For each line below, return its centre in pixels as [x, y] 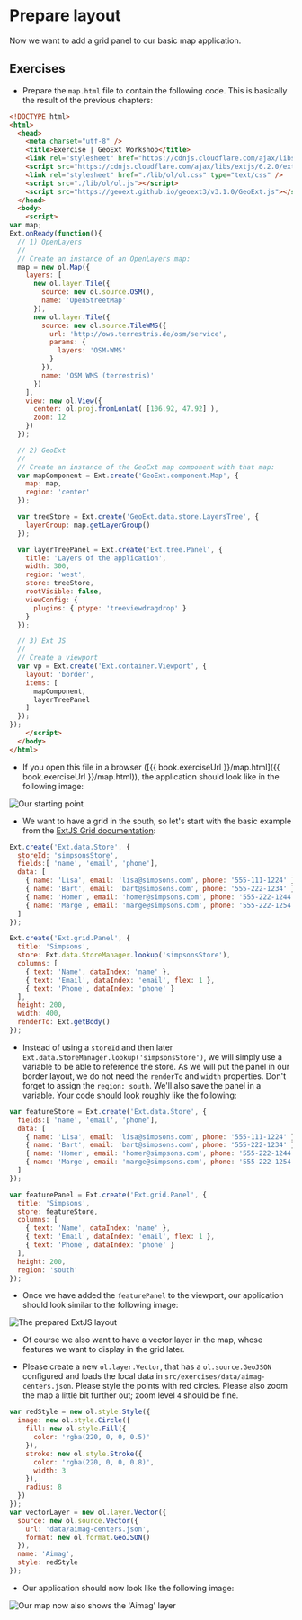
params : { [68, 343]
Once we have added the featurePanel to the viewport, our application [153, 1295]
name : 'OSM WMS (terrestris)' [98, 375]
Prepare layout [65, 16]
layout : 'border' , [60, 674]
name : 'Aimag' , [46, 1554]
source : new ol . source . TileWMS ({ [104, 325]
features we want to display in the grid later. [103, 1349]
